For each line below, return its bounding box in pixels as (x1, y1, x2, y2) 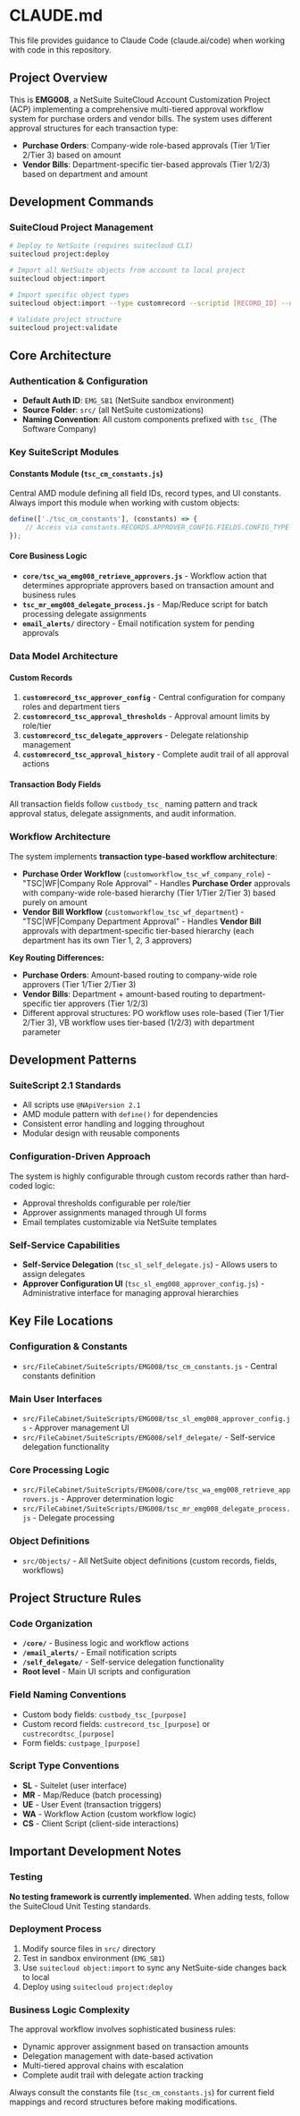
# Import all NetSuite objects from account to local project (9, 266, 246, 275)
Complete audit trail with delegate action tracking (21, 2069, 204, 2080)
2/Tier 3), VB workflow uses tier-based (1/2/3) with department (21, 1017, 255, 1028)
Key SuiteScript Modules (9, 446, 119, 459)
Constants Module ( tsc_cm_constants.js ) (9, 468, 163, 478)
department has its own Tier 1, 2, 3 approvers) (21, 935, 193, 945)
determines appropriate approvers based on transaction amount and (21, 580, 275, 591)
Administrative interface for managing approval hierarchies (21, 1287, 239, 1298)
